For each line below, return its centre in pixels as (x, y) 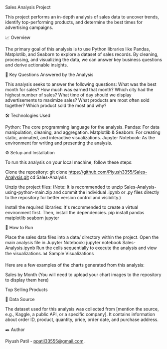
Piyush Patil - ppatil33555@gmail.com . (45, 341)
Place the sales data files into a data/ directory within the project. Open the (82, 237)
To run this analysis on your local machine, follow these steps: (69, 162)
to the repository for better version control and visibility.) (63, 197)
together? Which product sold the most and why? (56, 105)
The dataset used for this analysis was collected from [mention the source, (82, 309)
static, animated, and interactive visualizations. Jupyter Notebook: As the (80, 138)
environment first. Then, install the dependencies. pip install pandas (75, 212)
